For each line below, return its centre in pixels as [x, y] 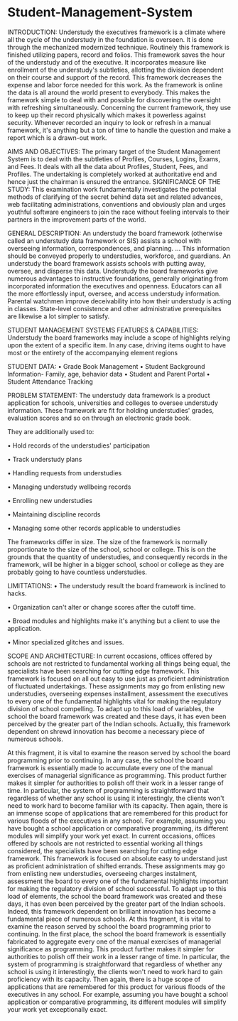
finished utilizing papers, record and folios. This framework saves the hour [116, 55]
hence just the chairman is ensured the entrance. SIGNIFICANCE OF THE [114, 181]
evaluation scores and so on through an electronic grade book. [99, 418]
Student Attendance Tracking [50, 382]
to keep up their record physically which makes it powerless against [107, 115]
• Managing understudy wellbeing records [69, 487]
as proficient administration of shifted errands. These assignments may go [116, 866]
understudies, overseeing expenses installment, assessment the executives [118, 693]
